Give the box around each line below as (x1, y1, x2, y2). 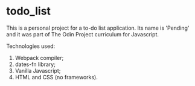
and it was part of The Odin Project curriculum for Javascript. (6, 30, 159, 38)
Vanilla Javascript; (14, 67, 61, 74)
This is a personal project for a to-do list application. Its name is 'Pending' (6, 24, 190, 31)
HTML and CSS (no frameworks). (14, 73, 98, 81)
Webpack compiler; (14, 54, 64, 61)
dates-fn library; (14, 61, 56, 68)
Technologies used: (6, 42, 56, 50)
